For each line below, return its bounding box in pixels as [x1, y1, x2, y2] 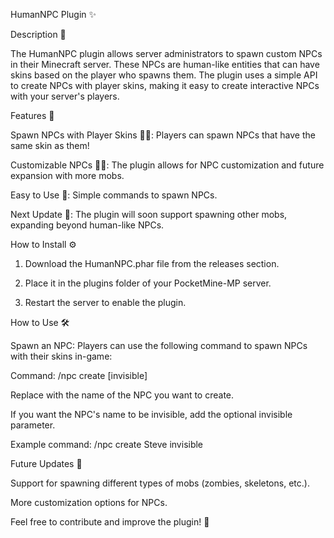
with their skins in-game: [10, 350, 113, 362]
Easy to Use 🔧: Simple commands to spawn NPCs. [10, 189, 218, 201]
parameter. [10, 419, 56, 431]
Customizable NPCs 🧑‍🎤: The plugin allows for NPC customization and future [10, 159, 325, 171]
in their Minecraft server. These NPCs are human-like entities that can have [10, 59, 320, 70]
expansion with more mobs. [10, 170, 125, 181]
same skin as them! [10, 140, 90, 151]
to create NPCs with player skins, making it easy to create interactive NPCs [10, 80, 320, 91]
